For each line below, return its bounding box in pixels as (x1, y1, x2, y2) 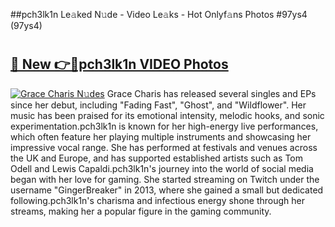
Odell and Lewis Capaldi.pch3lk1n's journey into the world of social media (10, 162, 314, 174)
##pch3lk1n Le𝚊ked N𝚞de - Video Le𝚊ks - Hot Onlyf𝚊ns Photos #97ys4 (10, 9, 308, 20)
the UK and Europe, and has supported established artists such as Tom (10, 152, 304, 164)
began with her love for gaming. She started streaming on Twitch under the (10, 173, 320, 185)
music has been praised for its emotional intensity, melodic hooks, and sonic (10, 109, 325, 121)
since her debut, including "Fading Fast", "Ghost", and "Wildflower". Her (10, 99, 307, 111)
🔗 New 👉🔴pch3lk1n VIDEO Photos (10, 56, 229, 73)
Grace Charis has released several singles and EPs (106, 87, 317, 99)
